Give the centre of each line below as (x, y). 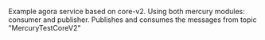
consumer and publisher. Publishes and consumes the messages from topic (132, 20)
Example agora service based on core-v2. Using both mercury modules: (127, 11)
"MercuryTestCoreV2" (45, 28)
